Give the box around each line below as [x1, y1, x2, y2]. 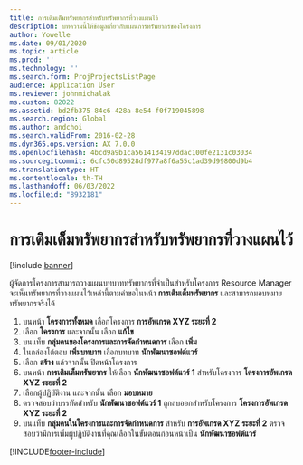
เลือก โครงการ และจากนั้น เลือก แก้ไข [22, 325, 134, 336]
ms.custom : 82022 [9, 97, 75, 107]
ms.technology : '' [9, 64, 79, 73]
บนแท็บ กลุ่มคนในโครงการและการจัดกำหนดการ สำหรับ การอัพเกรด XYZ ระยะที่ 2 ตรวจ [22, 418, 285, 429]
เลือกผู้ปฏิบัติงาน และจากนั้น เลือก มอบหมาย [22, 387, 153, 398]
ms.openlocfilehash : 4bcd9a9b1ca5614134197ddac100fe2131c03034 [9, 148, 253, 157]
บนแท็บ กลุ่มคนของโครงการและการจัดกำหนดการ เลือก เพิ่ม [22, 336, 197, 347]
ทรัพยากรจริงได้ [9, 297, 56, 308]
